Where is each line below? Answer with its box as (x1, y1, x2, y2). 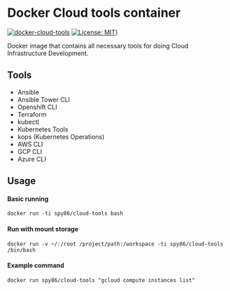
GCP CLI (17, 147, 43, 155)
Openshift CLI (17, 103, 57, 111)
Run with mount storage (7, 225, 79, 233)
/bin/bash (7, 246, 36, 253)
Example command (7, 261, 64, 270)
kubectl (17, 118, 40, 126)
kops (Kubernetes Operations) (17, 132, 105, 141)
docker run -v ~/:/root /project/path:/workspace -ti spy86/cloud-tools (7, 240, 224, 248)
